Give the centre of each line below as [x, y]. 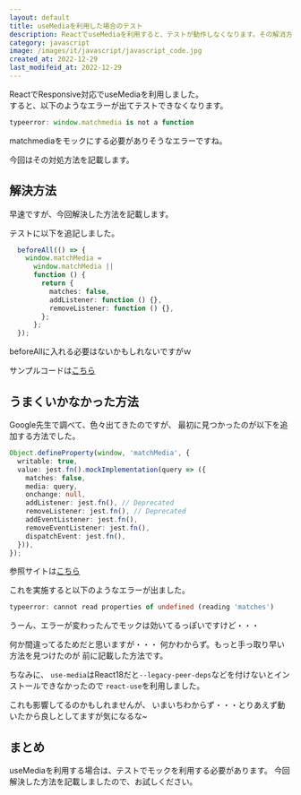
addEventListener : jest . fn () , [82, 520]
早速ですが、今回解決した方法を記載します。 [91, 214]
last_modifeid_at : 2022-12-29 [66, 68]
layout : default [39, 17]
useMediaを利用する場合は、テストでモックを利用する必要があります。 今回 [150, 771]
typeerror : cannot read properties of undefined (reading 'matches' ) [142, 607]
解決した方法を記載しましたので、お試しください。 [103, 782]
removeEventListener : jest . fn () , [88, 528]
